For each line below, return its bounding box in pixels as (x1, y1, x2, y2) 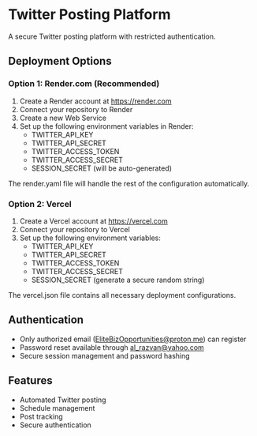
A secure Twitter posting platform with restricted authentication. (8, 32, 216, 41)
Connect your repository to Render (19, 104, 133, 114)
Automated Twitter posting (19, 395, 106, 404)
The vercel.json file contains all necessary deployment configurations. (8, 290, 237, 299)
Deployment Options (8, 54, 112, 68)
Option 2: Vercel (8, 198, 73, 209)
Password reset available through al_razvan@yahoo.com (19, 342, 205, 352)
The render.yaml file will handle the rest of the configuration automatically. (8, 179, 250, 188)
